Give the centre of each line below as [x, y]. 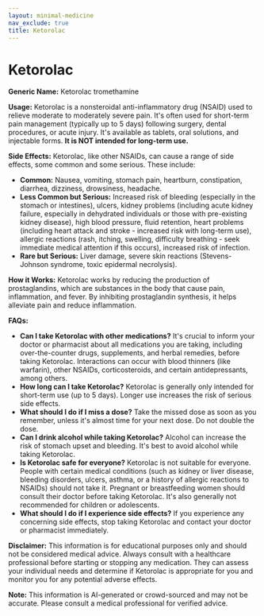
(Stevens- [216, 256]
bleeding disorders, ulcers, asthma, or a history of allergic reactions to [134, 480]
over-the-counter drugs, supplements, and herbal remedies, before [130, 353]
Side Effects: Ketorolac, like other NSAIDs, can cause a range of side [121, 157]
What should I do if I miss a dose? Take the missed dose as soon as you [138, 412]
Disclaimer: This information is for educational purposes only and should [128, 546]
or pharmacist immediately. [64, 530]
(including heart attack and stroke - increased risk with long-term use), [136, 231]
